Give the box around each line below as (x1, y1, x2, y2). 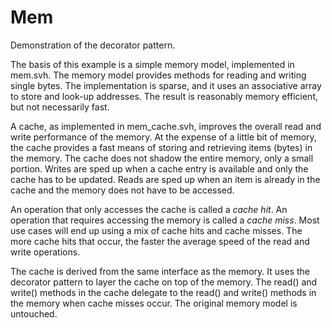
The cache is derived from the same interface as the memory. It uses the (10, 265, 310, 277)
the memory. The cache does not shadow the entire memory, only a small (10, 152, 314, 164)
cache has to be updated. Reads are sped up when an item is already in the (10, 173, 321, 185)
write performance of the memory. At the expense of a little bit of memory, (10, 131, 317, 143)
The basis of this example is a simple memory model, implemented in (10, 58, 295, 70)
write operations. (10, 246, 81, 258)
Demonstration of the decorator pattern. (10, 39, 176, 51)
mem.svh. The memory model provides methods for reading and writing (10, 69, 307, 81)
